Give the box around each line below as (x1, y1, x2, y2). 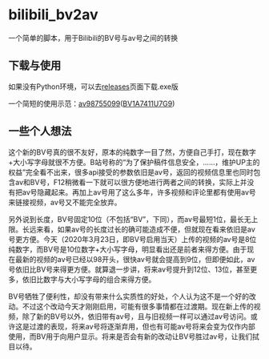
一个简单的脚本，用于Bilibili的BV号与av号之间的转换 (8, 33, 179, 42)
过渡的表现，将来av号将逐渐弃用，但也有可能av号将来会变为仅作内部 (29, 321, 256, 331)
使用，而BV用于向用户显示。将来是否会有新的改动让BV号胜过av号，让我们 (8, 331, 253, 341)
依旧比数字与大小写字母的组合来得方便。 (22, 274, 156, 284)
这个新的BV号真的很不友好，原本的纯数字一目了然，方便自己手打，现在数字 (8, 147, 256, 157)
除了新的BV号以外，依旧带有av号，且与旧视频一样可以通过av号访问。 (22, 311, 251, 321)
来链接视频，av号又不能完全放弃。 (8, 197, 122, 207)
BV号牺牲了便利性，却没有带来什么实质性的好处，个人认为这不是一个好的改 (8, 291, 256, 301)
